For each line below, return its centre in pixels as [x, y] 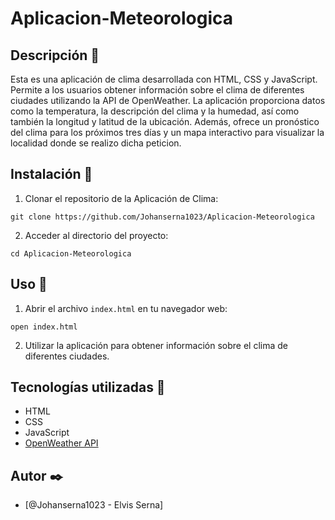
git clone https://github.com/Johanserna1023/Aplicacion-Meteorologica [162, 217]
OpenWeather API [61, 443]
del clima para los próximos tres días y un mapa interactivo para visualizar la [167, 132]
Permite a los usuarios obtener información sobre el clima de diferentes [157, 90]
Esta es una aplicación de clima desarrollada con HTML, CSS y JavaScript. [164, 79]
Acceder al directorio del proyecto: [96, 235]
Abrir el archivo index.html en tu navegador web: [126, 308]
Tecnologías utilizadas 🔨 [88, 387]
